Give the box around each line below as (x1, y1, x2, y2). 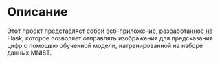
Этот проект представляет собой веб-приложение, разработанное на (7, 27, 213, 35)
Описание (7, 4, 68, 20)
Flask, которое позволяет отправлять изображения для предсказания (7, 34, 213, 42)
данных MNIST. (7, 49, 52, 57)
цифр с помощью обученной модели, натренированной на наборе (7, 41, 203, 49)
